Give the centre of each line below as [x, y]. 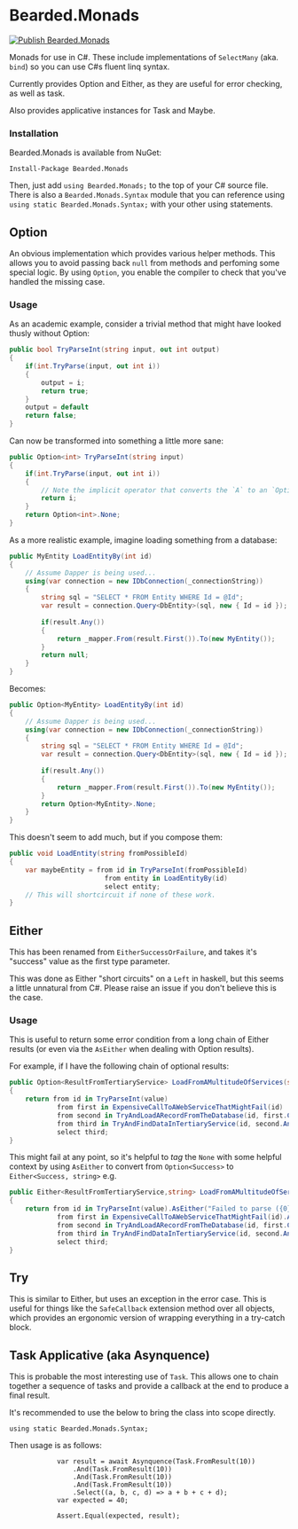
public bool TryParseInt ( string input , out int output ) [114, 350]
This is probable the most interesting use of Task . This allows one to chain [144, 1376]
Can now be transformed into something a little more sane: [117, 441]
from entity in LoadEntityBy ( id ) [166, 878]
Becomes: [27, 689]
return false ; [51, 416]
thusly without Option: [50, 333]
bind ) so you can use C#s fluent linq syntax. [90, 67]
